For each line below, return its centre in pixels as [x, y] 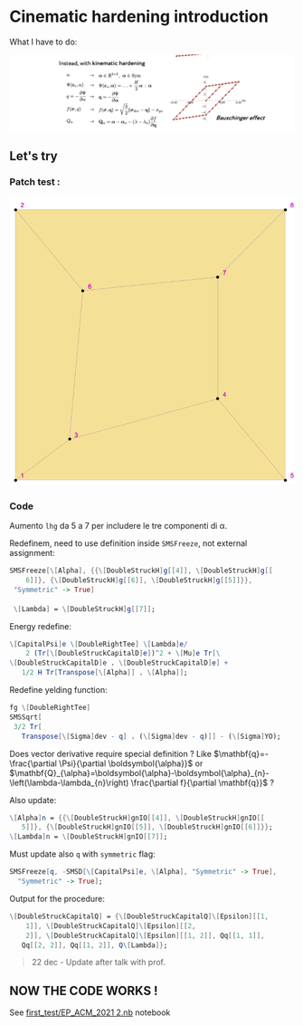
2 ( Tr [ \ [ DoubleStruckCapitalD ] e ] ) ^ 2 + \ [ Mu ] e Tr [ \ [123, 654]
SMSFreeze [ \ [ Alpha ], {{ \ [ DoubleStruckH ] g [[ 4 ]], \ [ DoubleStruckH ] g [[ [141, 571]
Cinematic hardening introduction [139, 17]
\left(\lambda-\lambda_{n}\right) [69, 782]
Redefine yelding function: [58, 690]
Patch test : [35, 182]
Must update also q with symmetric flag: [82, 854]
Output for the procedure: [57, 898]
